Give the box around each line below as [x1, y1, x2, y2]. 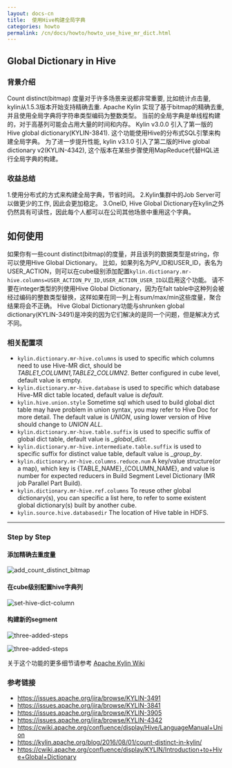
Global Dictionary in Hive [7, 55, 116, 66]
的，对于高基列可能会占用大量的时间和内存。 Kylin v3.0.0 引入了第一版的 [7, 120, 213, 128]
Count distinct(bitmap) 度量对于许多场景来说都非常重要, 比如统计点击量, [7, 94, 211, 102]
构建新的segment [7, 615, 57, 623]
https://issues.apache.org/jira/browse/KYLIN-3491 [17, 694, 161, 702]
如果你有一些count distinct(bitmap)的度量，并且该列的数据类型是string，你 [7, 250, 220, 258]
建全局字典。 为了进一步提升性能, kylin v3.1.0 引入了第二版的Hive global [7, 137, 211, 145]
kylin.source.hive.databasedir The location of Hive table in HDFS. [17, 509, 209, 517]
